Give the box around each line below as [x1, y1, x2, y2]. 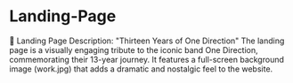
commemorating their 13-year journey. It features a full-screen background [9, 54, 285, 64]
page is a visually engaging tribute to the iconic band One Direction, [9, 44, 258, 55]
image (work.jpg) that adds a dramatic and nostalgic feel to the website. [9, 64, 273, 74]
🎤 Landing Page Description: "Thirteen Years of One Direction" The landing [9, 35, 285, 46]
